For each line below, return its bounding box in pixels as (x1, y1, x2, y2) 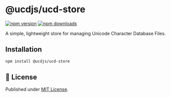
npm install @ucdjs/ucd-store (5, 59, 70, 64)
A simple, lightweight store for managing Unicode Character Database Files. (5, 30, 166, 36)
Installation (5, 45, 42, 54)
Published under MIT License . (5, 86, 69, 92)
